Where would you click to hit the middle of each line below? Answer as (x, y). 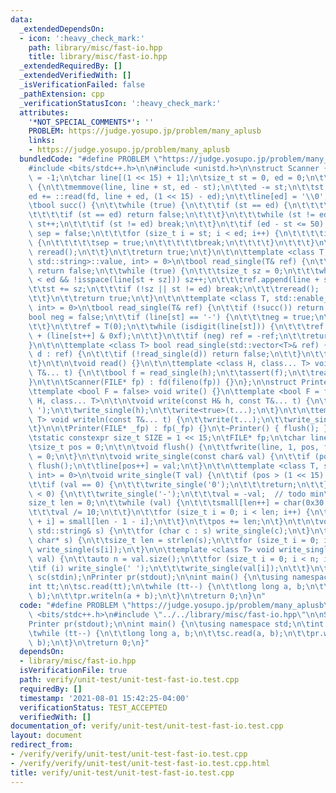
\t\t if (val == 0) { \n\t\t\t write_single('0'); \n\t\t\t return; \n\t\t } (178, 484)
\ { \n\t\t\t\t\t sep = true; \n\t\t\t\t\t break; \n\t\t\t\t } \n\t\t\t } (171, 242)
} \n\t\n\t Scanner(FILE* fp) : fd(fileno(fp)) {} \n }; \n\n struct (163, 382)
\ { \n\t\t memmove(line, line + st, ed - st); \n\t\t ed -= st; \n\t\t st (176, 187)
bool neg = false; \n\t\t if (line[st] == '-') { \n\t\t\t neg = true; (171, 317)
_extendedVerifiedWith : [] (75, 76)
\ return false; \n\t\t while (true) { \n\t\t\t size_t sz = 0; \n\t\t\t (174, 271)
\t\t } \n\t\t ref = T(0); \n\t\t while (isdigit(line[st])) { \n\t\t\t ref (176, 326)
